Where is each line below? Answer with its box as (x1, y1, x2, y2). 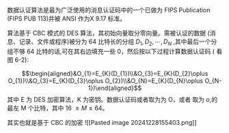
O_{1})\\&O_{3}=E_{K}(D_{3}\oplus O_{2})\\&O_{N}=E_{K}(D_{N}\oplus (8, 76, 204, 85)
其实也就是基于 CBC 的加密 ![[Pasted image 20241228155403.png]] (7, 118, 197, 126)
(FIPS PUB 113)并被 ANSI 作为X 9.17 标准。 (7, 14, 126, 23)
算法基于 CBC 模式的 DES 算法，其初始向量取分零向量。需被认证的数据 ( (7, 29, 210, 37)
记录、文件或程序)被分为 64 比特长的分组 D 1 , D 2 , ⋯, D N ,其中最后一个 (18, 38, 211, 47)
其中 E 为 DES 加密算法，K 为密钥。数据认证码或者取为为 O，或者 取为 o (7, 95, 210, 104)
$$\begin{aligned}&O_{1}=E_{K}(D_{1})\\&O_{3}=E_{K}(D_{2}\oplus (21, 69, 208, 77)
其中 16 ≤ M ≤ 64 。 (51, 104, 109, 112)
